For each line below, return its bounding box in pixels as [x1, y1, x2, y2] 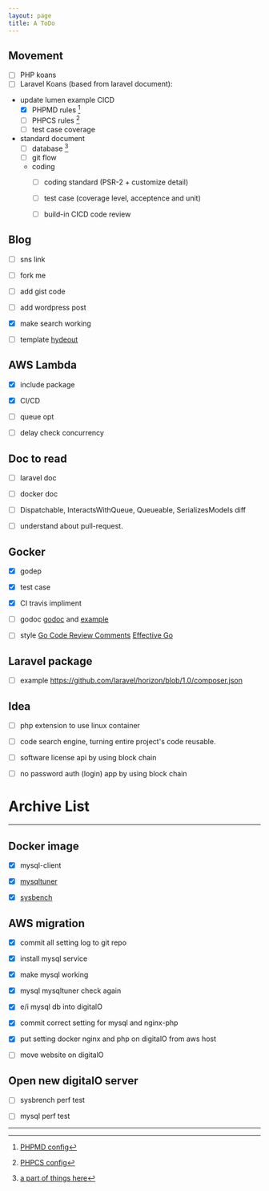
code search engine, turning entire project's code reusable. [19, 737, 216, 747]
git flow [31, 152, 58, 162]
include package [19, 379, 75, 389]
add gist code [19, 286, 66, 296]
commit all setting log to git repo [19, 938, 126, 947]
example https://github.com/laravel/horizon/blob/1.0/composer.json [19, 675, 243, 686]
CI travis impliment [19, 598, 82, 608]
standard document [19, 133, 86, 143]
